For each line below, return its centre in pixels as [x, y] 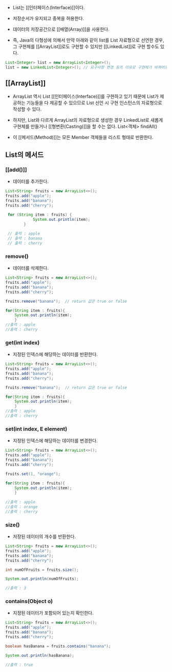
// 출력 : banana [25, 239]
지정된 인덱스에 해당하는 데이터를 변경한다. [55, 441]
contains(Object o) [29, 601]
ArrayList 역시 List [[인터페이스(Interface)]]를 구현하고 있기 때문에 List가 [85, 96]
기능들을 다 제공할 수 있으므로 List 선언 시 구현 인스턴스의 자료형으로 [94, 103]
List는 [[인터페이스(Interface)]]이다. [49, 7]
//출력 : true [19, 665]
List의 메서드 [25, 155]
